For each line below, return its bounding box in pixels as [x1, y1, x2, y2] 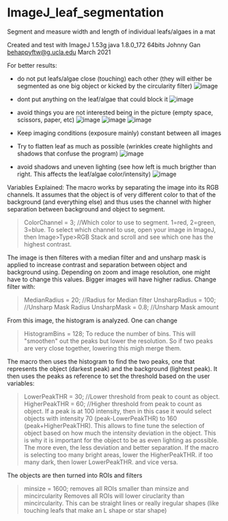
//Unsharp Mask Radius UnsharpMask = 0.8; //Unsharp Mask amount [23, 303, 219, 311]
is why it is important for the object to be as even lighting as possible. [23, 436, 219, 444]
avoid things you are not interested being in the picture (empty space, [16, 108, 214, 116]
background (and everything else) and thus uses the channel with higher [7, 197, 212, 206]
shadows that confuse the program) [16, 149, 118, 157]
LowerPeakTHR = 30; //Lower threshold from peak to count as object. [23, 392, 220, 401]
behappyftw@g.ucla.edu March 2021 [7, 48, 111, 56]
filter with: [7, 282, 35, 290]
